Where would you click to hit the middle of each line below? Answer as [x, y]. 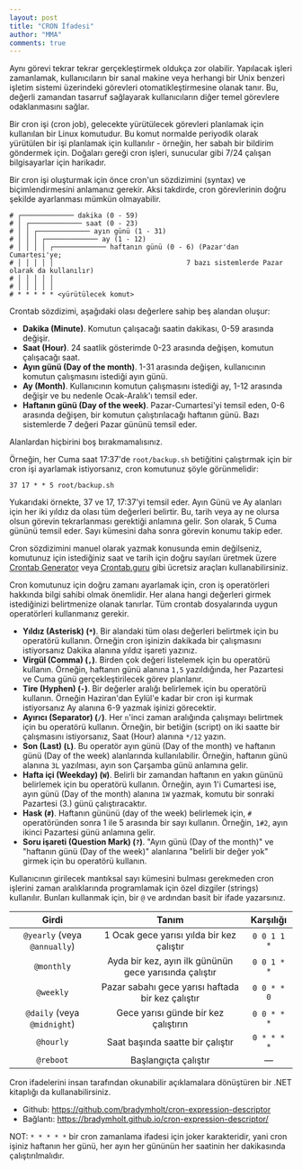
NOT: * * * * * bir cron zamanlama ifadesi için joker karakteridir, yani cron [148, 1137]
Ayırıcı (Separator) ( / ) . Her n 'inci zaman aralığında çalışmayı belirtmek [152, 718]
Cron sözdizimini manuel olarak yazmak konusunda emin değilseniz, [136, 548]
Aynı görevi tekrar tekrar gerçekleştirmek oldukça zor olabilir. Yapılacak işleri [151, 69]
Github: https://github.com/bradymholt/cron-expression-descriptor [147, 1110]
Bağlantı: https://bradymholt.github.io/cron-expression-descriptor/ [146, 1120]
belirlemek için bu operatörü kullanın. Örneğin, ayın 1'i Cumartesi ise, [149, 784]
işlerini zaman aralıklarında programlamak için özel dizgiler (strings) [134, 888]
